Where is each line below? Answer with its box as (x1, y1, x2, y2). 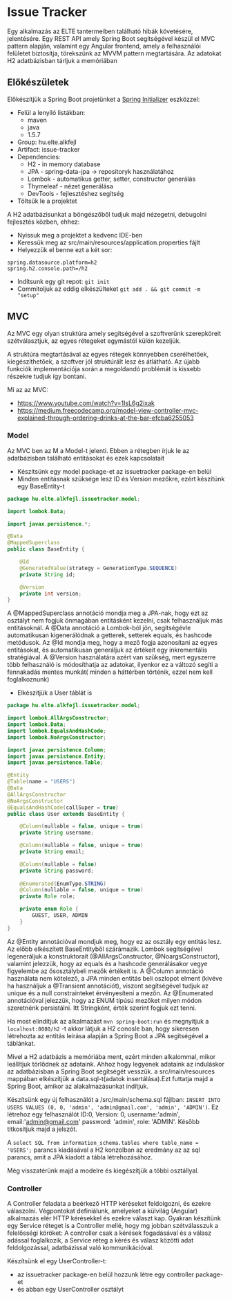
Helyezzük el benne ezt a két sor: (17, 245, 113, 253)
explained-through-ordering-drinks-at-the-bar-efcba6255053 (17, 413, 195, 422)
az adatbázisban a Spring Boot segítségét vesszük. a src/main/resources (7, 1067, 215, 1076)
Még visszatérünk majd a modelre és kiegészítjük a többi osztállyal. (7, 1166, 199, 1175)
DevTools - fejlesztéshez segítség (27, 189, 124, 197)
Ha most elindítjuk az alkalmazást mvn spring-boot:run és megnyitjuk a (7, 1017, 209, 1025)
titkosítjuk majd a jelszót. (7, 1125, 77, 1133)
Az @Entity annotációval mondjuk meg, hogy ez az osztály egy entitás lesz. (7, 937, 222, 945)
